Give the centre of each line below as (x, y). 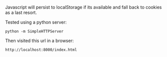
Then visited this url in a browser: (39, 40)
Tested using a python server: (36, 22)
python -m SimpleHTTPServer (34, 31)
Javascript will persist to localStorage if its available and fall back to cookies (83, 7)
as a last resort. (21, 12)
